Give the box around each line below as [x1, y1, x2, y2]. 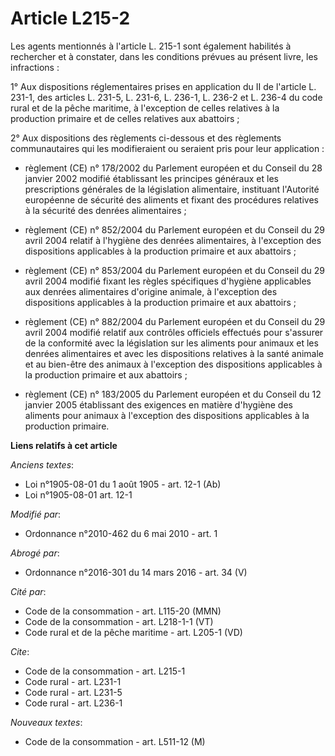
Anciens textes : [10, 458, 75, 471]
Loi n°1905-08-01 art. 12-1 [24, 488, 133, 501]
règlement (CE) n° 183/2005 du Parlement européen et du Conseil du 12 [24, 388, 322, 400]
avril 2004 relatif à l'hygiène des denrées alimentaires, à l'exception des [24, 234, 322, 246]
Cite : [10, 645, 30, 657]
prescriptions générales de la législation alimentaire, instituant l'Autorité [24, 183, 320, 195]
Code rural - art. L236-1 [24, 697, 123, 709]
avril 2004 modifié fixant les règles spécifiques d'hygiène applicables [24, 275, 312, 287]
